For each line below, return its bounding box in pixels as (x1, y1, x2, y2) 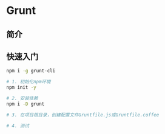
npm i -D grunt (6, 101, 45, 107)
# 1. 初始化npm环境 (6, 79, 51, 85)
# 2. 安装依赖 (6, 95, 38, 101)
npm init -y (6, 85, 36, 91)
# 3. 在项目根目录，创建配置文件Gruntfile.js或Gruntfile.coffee (6, 112, 160, 118)
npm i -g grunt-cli (6, 68, 56, 74)
